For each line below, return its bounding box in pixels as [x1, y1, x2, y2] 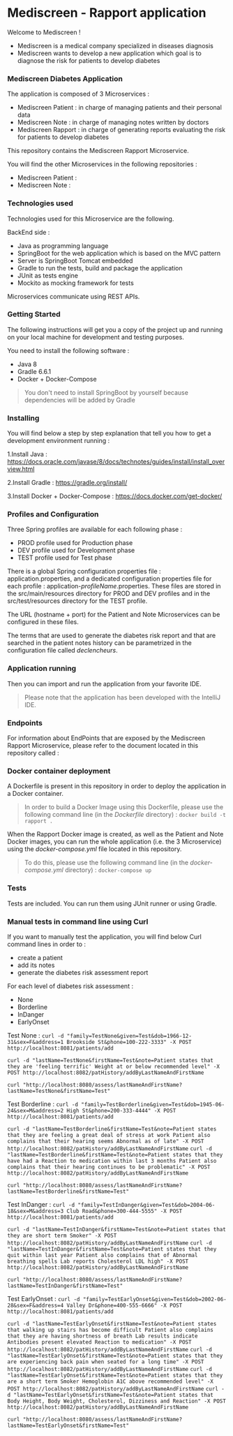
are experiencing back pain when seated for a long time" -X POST [7, 1358, 204, 1365]
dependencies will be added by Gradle [24, 396, 136, 404]
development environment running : [7, 437, 110, 445]
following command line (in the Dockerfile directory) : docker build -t [24, 811, 227, 819]
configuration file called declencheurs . [7, 646, 119, 655]
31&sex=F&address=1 [7, 1038, 64, 1045]
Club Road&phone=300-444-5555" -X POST [66, 1207, 183, 1214]
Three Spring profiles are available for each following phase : [7, 525, 183, 534]
